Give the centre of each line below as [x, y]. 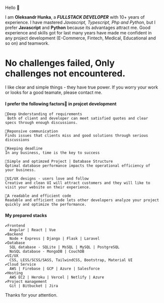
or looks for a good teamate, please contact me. [54, 92]
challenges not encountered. [65, 74]
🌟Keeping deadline [24, 149]
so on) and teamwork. [27, 43]
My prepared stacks [26, 215]
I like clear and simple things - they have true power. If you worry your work [82, 87]
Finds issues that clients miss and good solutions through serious [77, 136]
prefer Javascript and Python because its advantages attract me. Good [78, 28]
